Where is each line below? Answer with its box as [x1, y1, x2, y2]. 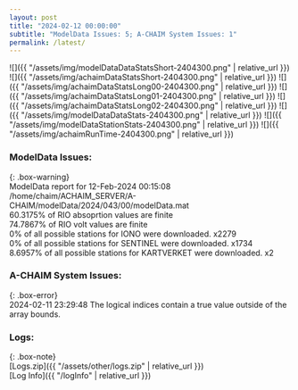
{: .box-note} [9, 352, 56, 362]
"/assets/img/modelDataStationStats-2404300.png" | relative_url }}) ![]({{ [9, 120, 279, 130]
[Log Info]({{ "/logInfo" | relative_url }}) [9, 370, 152, 381]
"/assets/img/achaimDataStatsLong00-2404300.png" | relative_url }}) [21, 81, 278, 92]
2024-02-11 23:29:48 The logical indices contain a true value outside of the [9, 299, 287, 310]
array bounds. [9, 309, 61, 319]
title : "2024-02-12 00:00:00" [9, 21, 122, 30]
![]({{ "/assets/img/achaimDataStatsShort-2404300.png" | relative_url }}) [9, 72, 277, 83]
